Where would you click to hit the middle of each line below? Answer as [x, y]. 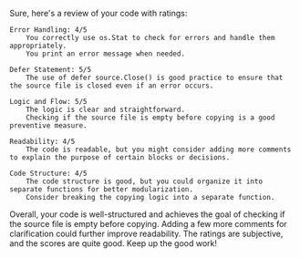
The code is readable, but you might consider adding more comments [159, 150]
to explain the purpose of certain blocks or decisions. [120, 158]
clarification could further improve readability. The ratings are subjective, [146, 233]
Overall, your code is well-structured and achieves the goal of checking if [147, 214]
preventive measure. [49, 126]
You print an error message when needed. [105, 54]
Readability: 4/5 [42, 141]
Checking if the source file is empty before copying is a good [150, 118]
